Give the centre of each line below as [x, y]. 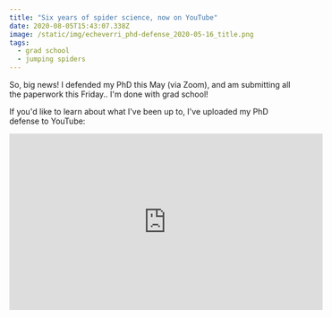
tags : [19, 43]
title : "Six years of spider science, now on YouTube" [114, 17]
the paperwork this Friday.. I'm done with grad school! [109, 94]
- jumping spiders [52, 59]
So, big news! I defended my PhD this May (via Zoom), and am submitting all [150, 85]
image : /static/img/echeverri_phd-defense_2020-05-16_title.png [132, 34]
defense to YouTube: [47, 121]
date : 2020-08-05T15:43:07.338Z [69, 26]
